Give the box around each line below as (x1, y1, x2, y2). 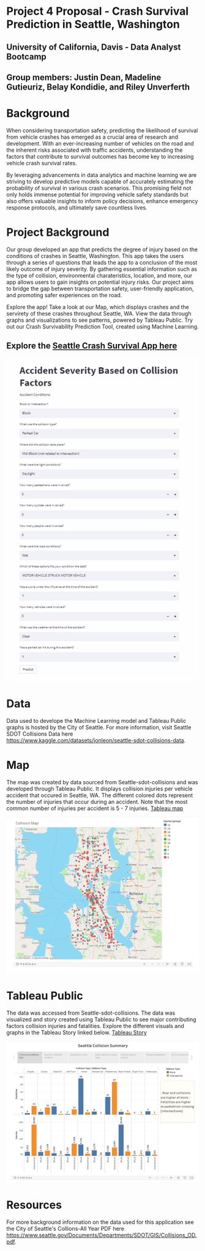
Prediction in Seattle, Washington (6, 17, 181, 31)
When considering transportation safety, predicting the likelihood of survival (6, 127, 198, 134)
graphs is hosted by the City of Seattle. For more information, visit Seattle (6, 723, 192, 731)
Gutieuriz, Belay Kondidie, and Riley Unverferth (6, 82, 190, 92)
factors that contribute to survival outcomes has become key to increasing (6, 152, 194, 160)
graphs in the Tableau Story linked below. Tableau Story (6, 1029, 147, 1036)
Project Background (6, 225, 110, 240)
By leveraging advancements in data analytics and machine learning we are (6, 171, 197, 179)
